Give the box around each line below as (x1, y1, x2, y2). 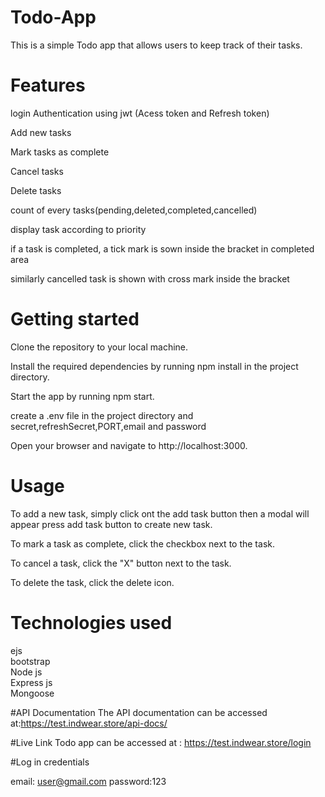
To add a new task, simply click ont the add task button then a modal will (10, 507, 310, 520)
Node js (10, 666, 43, 678)
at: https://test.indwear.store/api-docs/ (10, 717, 168, 729)
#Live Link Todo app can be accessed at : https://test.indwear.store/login (10, 736, 312, 748)
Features (10, 74, 86, 97)
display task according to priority (10, 223, 147, 235)
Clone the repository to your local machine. (10, 341, 189, 353)
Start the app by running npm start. (10, 390, 155, 402)
